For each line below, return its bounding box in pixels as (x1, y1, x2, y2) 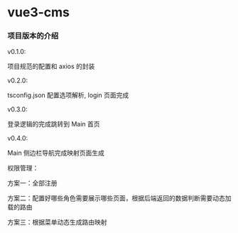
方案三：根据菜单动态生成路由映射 (7, 218, 107, 227)
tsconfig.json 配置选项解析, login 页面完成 (7, 91, 129, 99)
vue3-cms (7, 4, 70, 21)
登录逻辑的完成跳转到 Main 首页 (7, 120, 101, 129)
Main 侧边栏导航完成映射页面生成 (7, 148, 105, 157)
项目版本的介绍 (7, 31, 59, 41)
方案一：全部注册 (7, 179, 58, 188)
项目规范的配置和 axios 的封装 (7, 62, 95, 71)
